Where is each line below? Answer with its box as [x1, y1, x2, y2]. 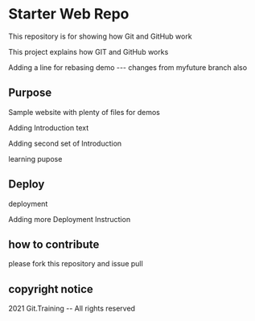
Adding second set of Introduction [8, 138, 122, 148]
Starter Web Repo [8, 5, 130, 23]
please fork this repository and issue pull [8, 259, 143, 269]
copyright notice [8, 282, 94, 296]
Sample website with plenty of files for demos [8, 107, 161, 117]
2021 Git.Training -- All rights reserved [8, 303, 135, 314]
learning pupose [8, 154, 63, 163]
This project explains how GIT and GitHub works [8, 47, 169, 56]
